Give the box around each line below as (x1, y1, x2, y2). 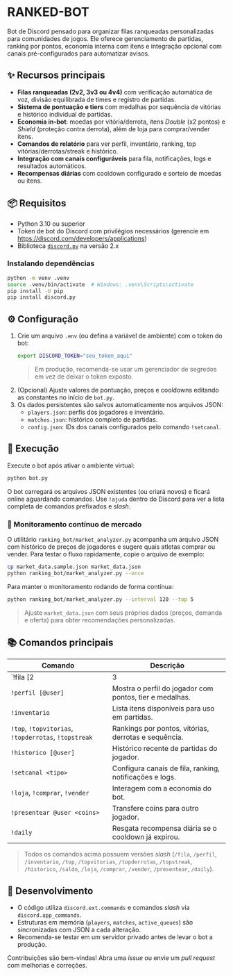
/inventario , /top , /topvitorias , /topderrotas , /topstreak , (24, 857, 193, 866)
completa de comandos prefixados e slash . (7, 502, 131, 511)
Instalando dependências (7, 258, 95, 268)
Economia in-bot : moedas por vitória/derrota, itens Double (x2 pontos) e (17, 117, 225, 126)
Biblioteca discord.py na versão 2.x (17, 241, 119, 250)
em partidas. (112, 713, 153, 722)
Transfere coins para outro (112, 804, 199, 813)
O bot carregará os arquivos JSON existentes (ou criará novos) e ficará (7, 487, 210, 495)
